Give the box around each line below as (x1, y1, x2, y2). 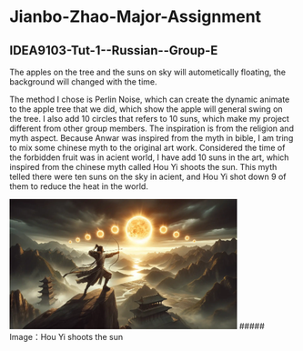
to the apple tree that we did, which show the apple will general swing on (9, 104, 284, 115)
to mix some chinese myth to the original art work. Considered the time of (9, 143, 286, 153)
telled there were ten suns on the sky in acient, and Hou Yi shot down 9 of (9, 171, 287, 182)
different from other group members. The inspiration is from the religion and (9, 123, 294, 134)
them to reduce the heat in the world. (9, 181, 148, 192)
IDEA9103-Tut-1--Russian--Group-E (9, 43, 218, 58)
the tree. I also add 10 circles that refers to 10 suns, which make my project (9, 114, 289, 124)
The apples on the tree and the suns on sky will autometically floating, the (9, 66, 287, 77)
